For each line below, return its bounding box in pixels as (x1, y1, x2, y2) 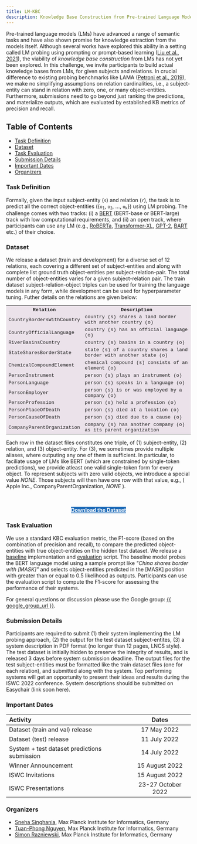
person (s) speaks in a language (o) (84, 379, 185, 386)
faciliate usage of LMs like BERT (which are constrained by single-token (6, 458, 180, 465)
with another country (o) (84, 319, 154, 326)
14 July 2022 (141, 748, 179, 757)
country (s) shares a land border (84, 314, 177, 320)
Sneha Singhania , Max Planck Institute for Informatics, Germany (14, 819, 169, 826)
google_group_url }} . (6, 602, 56, 609)
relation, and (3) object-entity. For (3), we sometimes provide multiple (6, 445, 174, 452)
